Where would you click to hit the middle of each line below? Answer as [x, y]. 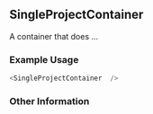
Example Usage [44, 59]
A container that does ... [54, 36]
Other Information [49, 101]
